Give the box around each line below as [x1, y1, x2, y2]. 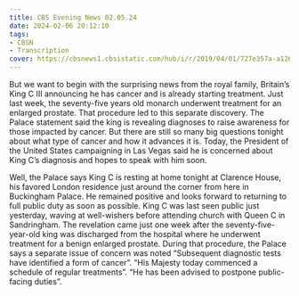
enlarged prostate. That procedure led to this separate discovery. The [9, 108, 264, 118]
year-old [9, 229, 41, 239]
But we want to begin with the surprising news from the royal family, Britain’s [9, 79, 290, 89]
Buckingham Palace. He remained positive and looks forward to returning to [9, 191, 287, 201]
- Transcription [9, 46, 69, 55]
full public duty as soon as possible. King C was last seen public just [9, 201, 260, 210]
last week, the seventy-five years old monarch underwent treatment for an [9, 98, 282, 108]
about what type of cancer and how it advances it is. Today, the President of [9, 136, 289, 146]
